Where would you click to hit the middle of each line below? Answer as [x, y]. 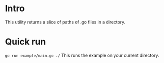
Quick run [26, 42]
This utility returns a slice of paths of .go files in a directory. [65, 22]
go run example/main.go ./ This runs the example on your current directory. [82, 55]
